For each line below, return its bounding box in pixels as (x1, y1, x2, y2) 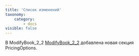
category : (14, 16, 35, 21)
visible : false (5, 26, 37, 31)
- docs (23, 21, 37, 26)
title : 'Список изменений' (5, 7, 62, 12)
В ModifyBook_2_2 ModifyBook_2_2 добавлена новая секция (5, 39, 134, 45)
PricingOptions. (5, 45, 38, 51)
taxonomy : (5, 12, 26, 17)
